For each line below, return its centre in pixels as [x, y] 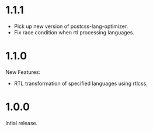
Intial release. [22, 123]
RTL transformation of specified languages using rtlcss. [81, 83]
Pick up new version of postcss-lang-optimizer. [71, 26]
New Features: [23, 72]
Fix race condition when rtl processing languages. [74, 32]
